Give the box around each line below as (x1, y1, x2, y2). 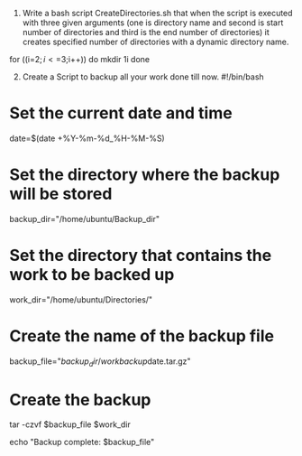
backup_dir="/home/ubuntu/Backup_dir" (9, 213, 160, 224)
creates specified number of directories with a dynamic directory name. (22, 36, 289, 47)
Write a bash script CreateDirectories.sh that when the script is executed (22, 8, 293, 18)
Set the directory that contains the (9, 246, 272, 265)
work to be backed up (9, 265, 175, 285)
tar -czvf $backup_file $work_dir (9, 419, 131, 430)
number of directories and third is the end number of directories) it (22, 27, 270, 37)
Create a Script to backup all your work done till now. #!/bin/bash (22, 71, 264, 82)
